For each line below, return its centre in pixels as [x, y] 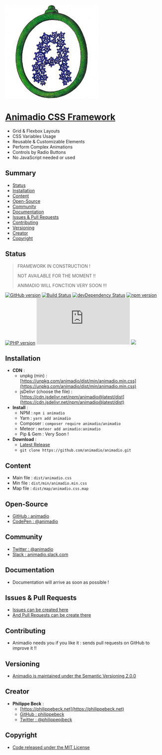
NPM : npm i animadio [42, 413]
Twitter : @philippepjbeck [46, 720]
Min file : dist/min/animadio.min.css [50, 483]
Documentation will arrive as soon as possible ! [61, 582]
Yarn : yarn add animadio [45, 418]
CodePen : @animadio [35, 521]
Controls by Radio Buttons [39, 152]
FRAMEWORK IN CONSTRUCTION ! [54, 266]
